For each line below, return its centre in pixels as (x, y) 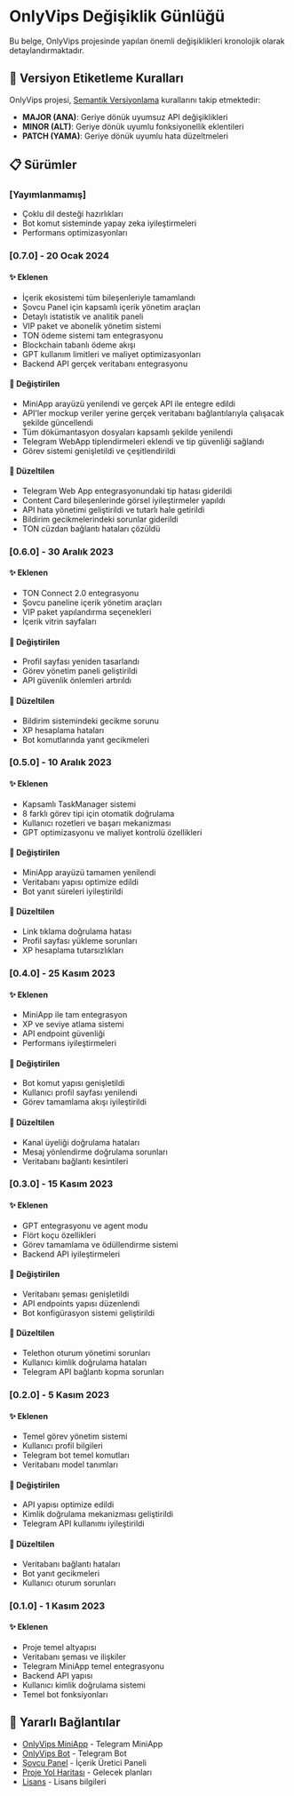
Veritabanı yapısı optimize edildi (80, 882)
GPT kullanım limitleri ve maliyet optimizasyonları (111, 354)
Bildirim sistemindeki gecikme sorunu (91, 721)
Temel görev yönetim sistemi (75, 1436)
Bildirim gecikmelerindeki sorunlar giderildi (100, 519)
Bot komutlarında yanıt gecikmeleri (85, 739)
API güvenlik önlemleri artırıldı (76, 681)
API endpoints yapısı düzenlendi (81, 1303)
